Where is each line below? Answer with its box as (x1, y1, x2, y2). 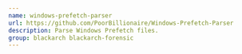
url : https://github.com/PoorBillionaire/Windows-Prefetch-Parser (8, 19, 234, 27)
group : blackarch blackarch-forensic (8, 33, 134, 42)
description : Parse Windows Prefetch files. (8, 26, 159, 34)
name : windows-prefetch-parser (8, 11, 113, 20)
